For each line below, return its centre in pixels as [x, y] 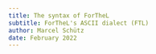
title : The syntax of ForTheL [59, 15]
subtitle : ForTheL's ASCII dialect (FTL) [79, 23]
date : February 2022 [43, 38]
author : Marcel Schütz [46, 30]
